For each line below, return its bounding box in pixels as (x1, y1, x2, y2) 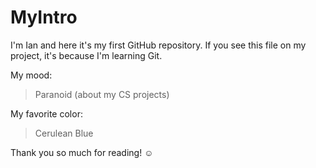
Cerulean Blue (34, 127, 94, 139)
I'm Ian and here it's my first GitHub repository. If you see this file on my (10, 39, 307, 51)
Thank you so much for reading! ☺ (10, 146, 154, 158)
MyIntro (10, 6, 78, 29)
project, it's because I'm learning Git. (10, 49, 163, 61)
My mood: (10, 69, 53, 81)
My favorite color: (10, 107, 83, 120)
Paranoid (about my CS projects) (34, 88, 170, 100)
